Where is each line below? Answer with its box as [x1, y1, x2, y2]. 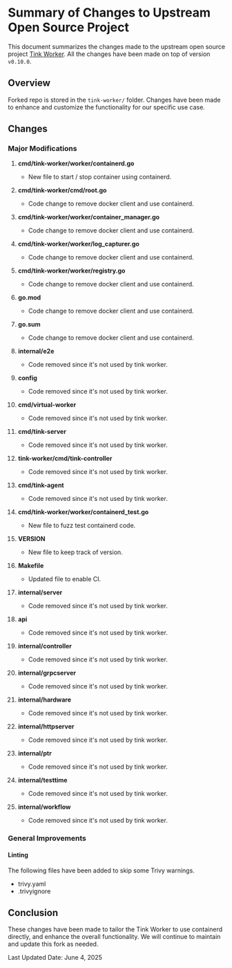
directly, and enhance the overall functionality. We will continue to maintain [8, 933, 221, 941]
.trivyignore [17, 887, 51, 895]
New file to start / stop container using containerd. [28, 173, 172, 181]
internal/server [17, 588, 63, 596]
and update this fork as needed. [8, 940, 99, 949]
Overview [8, 77, 51, 89]
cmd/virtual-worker [17, 401, 77, 409]
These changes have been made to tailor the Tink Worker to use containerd [8, 925, 223, 933]
